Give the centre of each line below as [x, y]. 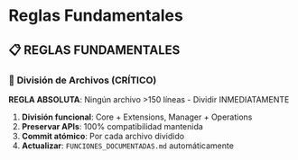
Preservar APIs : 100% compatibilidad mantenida [112, 126]
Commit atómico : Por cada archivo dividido [103, 136]
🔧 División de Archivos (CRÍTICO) [83, 80]
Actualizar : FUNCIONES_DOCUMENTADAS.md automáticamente [127, 146]
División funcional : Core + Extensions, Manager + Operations [137, 117]
